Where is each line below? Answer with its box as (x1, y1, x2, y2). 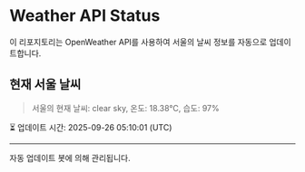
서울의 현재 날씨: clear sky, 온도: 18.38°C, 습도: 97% (31, 102, 220, 113)
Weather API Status (9, 5, 161, 26)
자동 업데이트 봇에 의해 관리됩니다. (9, 152, 131, 163)
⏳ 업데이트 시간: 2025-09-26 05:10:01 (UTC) (9, 121, 172, 132)
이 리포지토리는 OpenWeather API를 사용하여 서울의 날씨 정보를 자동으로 (9, 36, 268, 47)
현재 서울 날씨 (9, 77, 82, 92)
